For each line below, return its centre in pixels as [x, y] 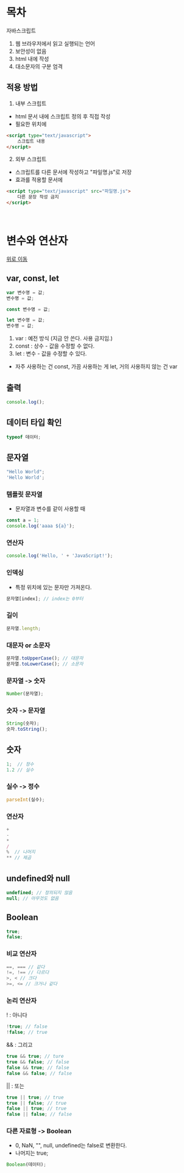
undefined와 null [38, 878]
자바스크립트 [21, 30]
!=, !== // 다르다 [28, 973]
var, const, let [33, 278]
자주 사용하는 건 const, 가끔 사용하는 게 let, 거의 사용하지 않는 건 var [96, 367]
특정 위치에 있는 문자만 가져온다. [53, 587]
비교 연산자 [22, 954]
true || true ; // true [35, 1097]
